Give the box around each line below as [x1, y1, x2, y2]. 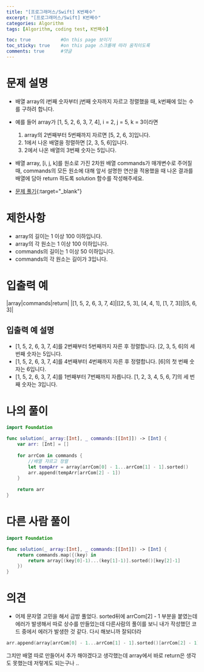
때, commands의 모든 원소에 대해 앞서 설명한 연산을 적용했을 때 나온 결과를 [15, 167, 193, 174]
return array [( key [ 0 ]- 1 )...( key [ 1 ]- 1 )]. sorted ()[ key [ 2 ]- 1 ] [28, 557, 181, 564]
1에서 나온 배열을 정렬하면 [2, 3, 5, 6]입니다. [24, 138, 129, 146]
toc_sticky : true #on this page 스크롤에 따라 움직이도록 [6, 43, 151, 49]
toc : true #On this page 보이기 [6, 37, 112, 43]
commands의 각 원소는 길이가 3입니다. [15, 255, 108, 263]
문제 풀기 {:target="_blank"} [15, 187, 83, 195]
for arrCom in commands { [17, 452, 83, 459]
